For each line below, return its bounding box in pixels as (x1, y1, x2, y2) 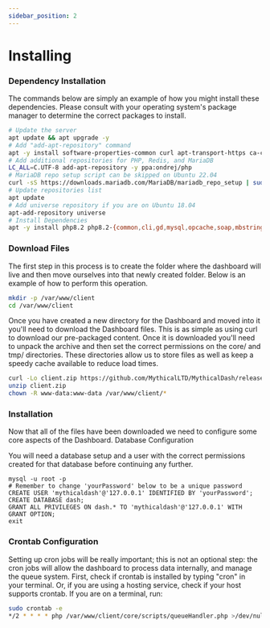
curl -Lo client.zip (8, 374, 78, 383)
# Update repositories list (8, 186, 103, 194)
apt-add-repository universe (8, 209, 106, 217)
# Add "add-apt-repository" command (8, 141, 131, 149)
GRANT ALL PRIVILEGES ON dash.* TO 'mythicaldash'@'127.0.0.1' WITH (8, 503, 243, 512)
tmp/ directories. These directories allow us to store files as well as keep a (8, 350, 254, 360)
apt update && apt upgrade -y (8, 134, 110, 142)
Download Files (8, 243, 70, 254)
